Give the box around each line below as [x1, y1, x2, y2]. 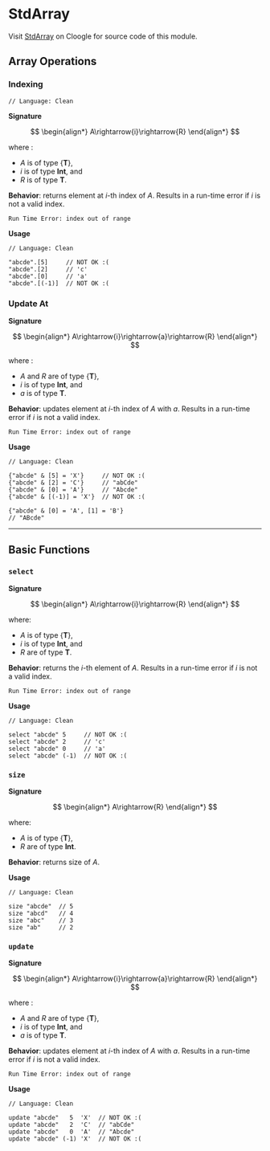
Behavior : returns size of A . [8, 857, 100, 867]
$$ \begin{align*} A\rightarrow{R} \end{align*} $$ [52, 802, 218, 811]
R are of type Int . [19, 841, 76, 851]
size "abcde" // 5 [8, 902, 74, 910]
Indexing [8, 79, 43, 90]
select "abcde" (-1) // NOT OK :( [8, 752, 128, 760]
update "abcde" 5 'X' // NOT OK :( [8, 1114, 142, 1122]
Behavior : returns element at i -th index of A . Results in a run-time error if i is [8, 190, 261, 200]
